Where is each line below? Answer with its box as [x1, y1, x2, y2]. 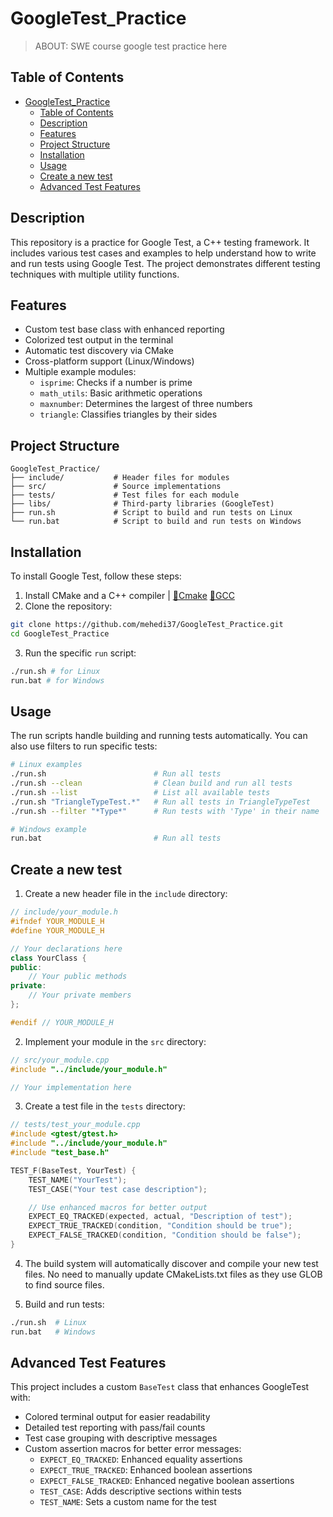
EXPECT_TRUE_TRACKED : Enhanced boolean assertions [39, 1464, 253, 1476]
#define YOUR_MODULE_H [10, 925, 105, 936]
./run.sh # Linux [10, 1317, 87, 1327]
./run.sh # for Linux [10, 666, 101, 676]
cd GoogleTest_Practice [10, 628, 110, 639]
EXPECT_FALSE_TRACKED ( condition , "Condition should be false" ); [28, 1230, 302, 1241]
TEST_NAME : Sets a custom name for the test [39, 1496, 217, 1508]
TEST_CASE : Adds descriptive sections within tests [39, 1485, 242, 1497]
